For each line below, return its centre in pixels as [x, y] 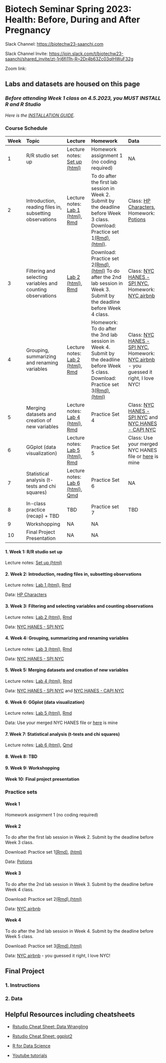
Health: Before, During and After [73, 20]
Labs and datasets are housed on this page [73, 84]
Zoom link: [16, 68]
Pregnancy [28, 30]
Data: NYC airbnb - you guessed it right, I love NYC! [58, 955]
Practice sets [21, 792]
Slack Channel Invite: [26, 54]
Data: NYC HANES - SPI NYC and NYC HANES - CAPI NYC [65, 690]
